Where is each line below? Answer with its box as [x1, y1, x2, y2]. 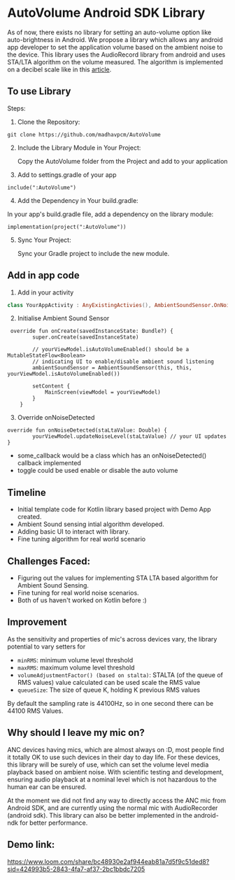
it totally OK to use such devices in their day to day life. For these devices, [7, 753, 220, 761]
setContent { [32, 383, 71, 390]
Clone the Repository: [17, 118, 80, 126]
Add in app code [7, 269, 80, 281]
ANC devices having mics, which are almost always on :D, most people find [7, 745, 225, 753]
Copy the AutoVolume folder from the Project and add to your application [17, 157, 228, 165]
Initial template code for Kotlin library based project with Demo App [17, 505, 211, 513]
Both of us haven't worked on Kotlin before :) [17, 596, 147, 604]
